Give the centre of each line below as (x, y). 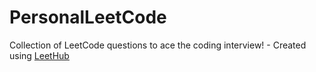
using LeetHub (39, 55)
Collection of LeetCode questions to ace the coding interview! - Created (158, 45)
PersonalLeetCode (88, 17)
